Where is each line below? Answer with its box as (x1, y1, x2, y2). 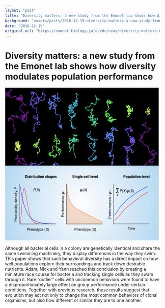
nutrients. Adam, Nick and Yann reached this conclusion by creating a (5, 266, 146, 272)
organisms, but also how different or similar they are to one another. (5, 297, 142, 304)
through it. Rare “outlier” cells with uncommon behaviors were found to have (5, 277, 160, 282)
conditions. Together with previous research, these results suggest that (5, 287, 150, 293)
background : (5, 18, 29, 23)
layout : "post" (5, 8, 36, 13)
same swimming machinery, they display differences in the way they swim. (5, 251, 156, 257)
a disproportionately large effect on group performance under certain (5, 282, 146, 288)
